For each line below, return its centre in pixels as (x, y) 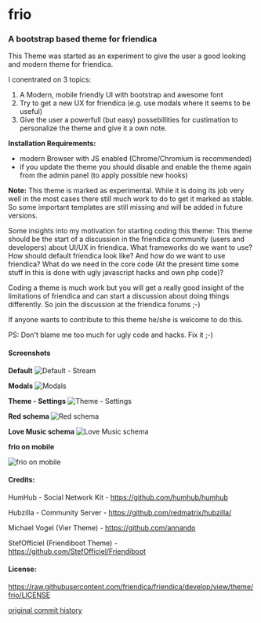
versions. (23, 216)
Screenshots (29, 353)
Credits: (22, 480)
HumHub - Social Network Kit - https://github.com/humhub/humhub (118, 497)
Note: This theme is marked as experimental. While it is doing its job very (126, 191)
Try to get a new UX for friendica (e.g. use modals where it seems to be (135, 103)
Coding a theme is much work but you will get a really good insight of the (126, 288)
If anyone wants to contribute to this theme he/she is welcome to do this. (126, 320)
